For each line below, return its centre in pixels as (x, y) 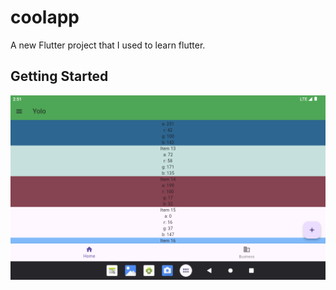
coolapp (45, 17)
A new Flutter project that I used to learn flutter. (108, 45)
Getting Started (59, 76)
